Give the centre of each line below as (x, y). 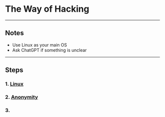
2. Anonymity (22, 97)
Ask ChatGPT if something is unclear (49, 50)
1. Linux (14, 84)
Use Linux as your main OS (40, 45)
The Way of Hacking (47, 9)
